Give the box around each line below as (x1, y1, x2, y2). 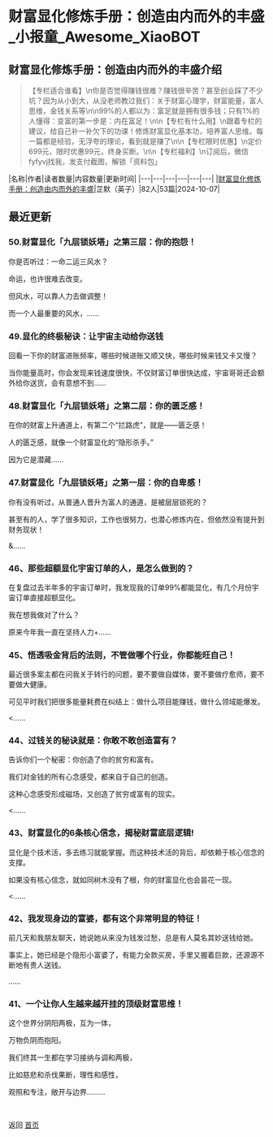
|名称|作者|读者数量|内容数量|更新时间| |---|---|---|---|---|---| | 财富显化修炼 (8, 174, 262, 184)
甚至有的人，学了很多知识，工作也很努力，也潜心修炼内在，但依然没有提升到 (8, 514, 265, 524)
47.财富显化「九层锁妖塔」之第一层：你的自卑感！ (8, 477, 204, 488)
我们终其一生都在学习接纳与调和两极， (8, 1053, 136, 1062)
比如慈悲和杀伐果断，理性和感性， (8, 1070, 123, 1080)
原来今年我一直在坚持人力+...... (8, 627, 111, 637)
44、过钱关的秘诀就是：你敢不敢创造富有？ (8, 735, 178, 746)
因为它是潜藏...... (8, 455, 64, 465)
